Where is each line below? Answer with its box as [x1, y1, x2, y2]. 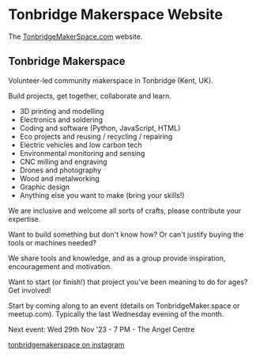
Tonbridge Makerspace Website [8, 6, 224, 24]
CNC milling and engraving [19, 157, 108, 166]
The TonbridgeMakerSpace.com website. [8, 32, 143, 41]
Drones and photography [19, 165, 102, 175]
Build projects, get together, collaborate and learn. [8, 91, 171, 101]
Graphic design [19, 182, 70, 192]
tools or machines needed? [8, 237, 97, 247]
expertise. [8, 214, 41, 223]
